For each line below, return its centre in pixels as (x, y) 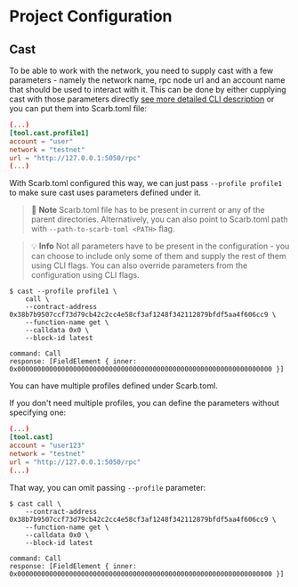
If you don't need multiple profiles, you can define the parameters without (145, 404)
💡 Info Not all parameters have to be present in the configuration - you (160, 246)
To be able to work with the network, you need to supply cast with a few (141, 70)
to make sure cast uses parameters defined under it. (105, 192)
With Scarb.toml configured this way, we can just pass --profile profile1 (146, 183)
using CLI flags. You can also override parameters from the (139, 265)
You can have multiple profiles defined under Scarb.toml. (113, 386)
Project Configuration (91, 16)
